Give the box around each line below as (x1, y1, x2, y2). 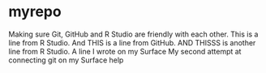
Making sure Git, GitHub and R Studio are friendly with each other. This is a (8, 29, 259, 39)
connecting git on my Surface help (8, 55, 124, 65)
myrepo (8, 2, 62, 21)
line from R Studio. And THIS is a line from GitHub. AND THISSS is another (8, 37, 256, 47)
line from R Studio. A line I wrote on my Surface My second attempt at (8, 46, 242, 56)
